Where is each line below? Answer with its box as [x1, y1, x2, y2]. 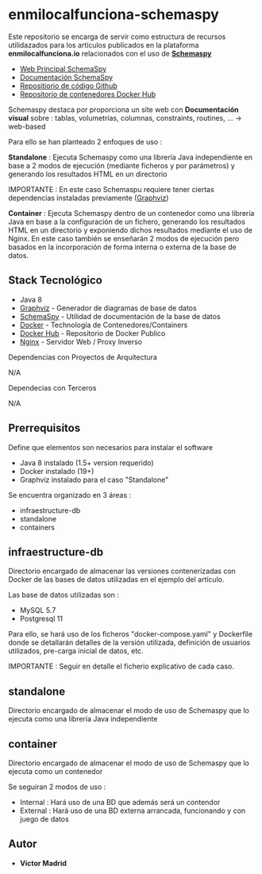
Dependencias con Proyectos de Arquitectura [8, 352, 157, 362]
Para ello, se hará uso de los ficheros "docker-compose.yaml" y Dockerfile [8, 630, 252, 639]
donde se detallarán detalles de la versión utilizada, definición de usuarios [8, 637, 251, 648]
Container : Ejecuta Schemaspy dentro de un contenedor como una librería [8, 208, 255, 218]
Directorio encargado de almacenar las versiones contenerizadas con [8, 566, 237, 576]
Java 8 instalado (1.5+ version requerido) [19, 458, 154, 468]
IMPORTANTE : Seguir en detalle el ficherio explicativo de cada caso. [8, 661, 234, 672]
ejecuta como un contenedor [8, 767, 103, 776]
